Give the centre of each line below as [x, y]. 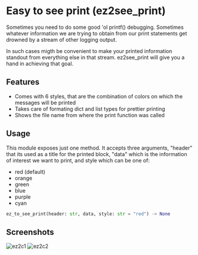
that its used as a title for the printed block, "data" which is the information [97, 154]
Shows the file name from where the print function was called [90, 115]
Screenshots [30, 232]
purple [23, 197]
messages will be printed [45, 102]
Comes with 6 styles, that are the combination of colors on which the [99, 96]
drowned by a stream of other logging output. [61, 39]
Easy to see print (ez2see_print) [86, 11]
